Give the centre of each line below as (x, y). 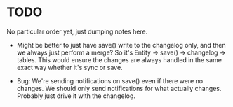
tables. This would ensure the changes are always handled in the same (119, 59)
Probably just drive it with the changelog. (76, 96)
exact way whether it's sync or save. (70, 67)
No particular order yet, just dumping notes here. (77, 31)
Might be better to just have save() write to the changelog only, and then (121, 45)
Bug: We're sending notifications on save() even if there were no (110, 80)
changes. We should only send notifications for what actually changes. (119, 88)
